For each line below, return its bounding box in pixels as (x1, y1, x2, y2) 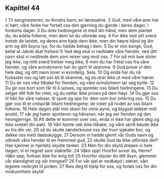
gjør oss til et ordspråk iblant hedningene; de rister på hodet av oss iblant (5, 100, 153, 106)
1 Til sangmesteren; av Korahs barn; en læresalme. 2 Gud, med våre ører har (5, 17, 159, 23)
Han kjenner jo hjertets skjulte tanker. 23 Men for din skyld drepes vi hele (5, 142, 153, 148)
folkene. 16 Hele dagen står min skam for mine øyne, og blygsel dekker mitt (5, 106, 157, 112)
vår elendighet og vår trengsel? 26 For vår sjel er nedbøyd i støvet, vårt (5, 158, 148, 164)
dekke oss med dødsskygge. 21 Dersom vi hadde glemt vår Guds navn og (5, 132, 154, 138)
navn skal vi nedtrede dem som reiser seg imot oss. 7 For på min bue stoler (5, 54, 157, 60)
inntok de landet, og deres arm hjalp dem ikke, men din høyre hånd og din (5, 38, 154, 44)
